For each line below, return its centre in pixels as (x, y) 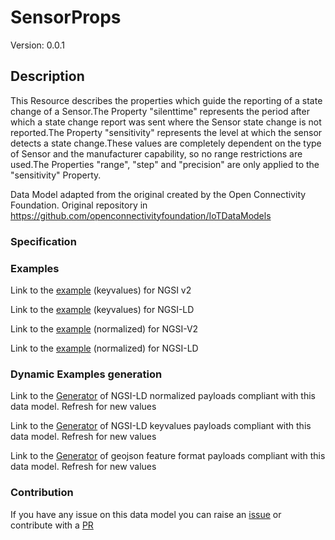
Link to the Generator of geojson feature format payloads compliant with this (168, 456)
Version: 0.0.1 (37, 45)
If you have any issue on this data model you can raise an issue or (146, 514)
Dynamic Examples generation (86, 374)
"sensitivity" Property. (56, 175)
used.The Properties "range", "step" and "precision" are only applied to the (165, 164)
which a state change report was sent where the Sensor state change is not (166, 122)
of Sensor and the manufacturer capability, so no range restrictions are (156, 153)
